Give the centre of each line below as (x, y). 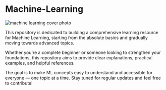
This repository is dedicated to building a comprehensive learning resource (82, 32)
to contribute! (19, 83)
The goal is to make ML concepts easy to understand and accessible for (79, 72)
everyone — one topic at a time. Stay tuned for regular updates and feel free (83, 78)
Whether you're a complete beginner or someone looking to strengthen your (83, 52)
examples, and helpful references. (40, 63)
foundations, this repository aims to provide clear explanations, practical (79, 57)
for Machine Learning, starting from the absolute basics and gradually (76, 38)
